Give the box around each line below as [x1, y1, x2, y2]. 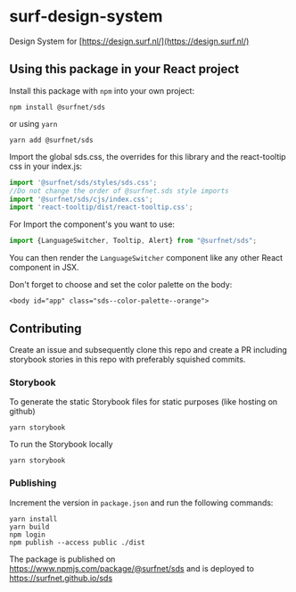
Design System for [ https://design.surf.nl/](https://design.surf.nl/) [9, 36, 250, 46]
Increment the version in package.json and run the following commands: [9, 497, 274, 508]
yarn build [9, 522, 50, 531]
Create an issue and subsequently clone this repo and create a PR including [9, 344, 288, 354]
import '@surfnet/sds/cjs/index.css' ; [9, 195, 153, 204]
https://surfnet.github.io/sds [9, 572, 113, 583]
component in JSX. [9, 262, 79, 273]
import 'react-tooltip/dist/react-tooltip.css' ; [9, 203, 193, 212]
